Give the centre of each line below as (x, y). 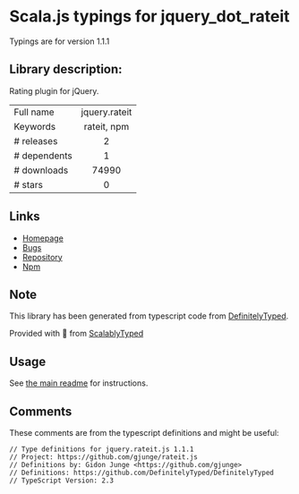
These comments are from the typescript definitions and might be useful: (144, 433)
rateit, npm (107, 126)
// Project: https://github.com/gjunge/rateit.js (104, 457)
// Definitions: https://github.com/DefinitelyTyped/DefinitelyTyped (142, 473)
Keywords (35, 126)
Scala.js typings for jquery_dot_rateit (149, 17)
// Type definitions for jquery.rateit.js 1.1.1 (102, 449)
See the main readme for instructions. (79, 383)
